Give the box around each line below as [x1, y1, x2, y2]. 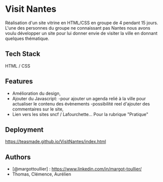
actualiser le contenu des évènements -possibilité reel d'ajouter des [12, 101, 150, 107]
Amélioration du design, [12, 90, 61, 96]
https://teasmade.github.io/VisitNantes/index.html [5, 139, 106, 145]
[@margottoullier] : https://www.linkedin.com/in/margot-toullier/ [12, 166, 142, 172]
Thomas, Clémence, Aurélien [12, 171, 71, 177]
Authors [5, 153, 31, 161]
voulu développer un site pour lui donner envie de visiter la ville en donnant [5, 30, 158, 36]
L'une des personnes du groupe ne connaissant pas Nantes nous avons [5, 25, 151, 31]
